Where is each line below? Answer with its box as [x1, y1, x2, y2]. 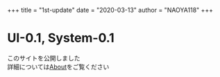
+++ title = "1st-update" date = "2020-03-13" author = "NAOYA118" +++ [7, 6, 214, 14]
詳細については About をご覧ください [7, 62, 110, 71]
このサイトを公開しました [7, 53, 81, 62]
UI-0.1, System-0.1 [7, 31, 115, 46]
